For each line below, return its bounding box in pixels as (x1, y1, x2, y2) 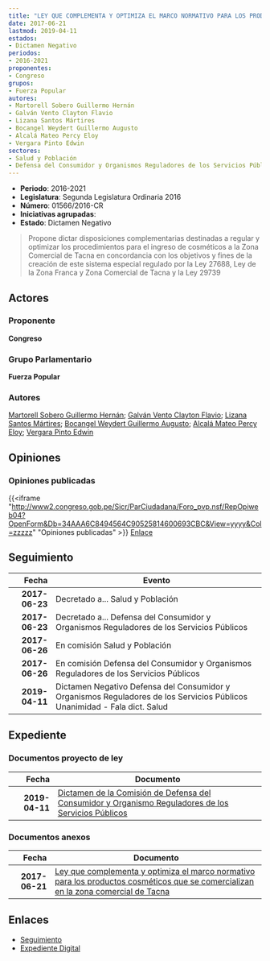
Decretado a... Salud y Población (55, 593, 178, 604)
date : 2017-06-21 (8, 19, 67, 27)
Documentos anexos (8, 831, 91, 843)
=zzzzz (8, 528, 33, 537)
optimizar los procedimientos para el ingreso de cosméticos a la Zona (27, 242, 259, 252)
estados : (8, 34, 38, 43)
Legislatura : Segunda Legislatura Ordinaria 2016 (19, 193, 182, 202)
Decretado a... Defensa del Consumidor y (55, 611, 211, 623)
